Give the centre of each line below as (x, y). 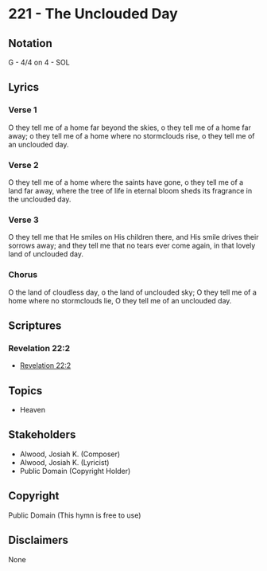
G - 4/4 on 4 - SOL (39, 62)
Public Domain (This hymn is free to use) (75, 515)
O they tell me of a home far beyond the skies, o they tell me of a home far (130, 127)
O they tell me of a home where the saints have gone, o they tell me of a (126, 182)
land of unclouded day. (46, 254)
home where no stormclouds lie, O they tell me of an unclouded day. (120, 300)
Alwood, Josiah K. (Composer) (70, 454)
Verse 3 (23, 220)
